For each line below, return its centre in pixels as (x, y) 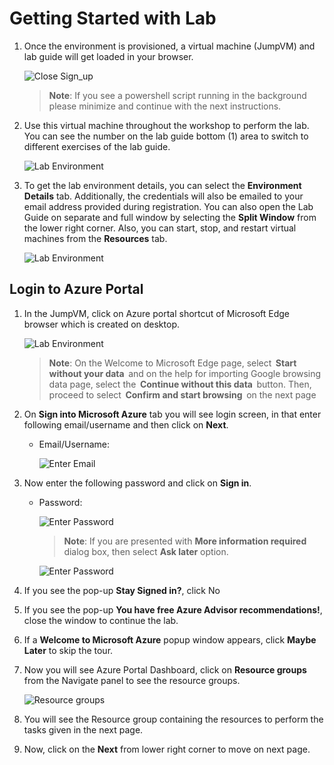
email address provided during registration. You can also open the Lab (168, 206)
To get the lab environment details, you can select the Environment (162, 185)
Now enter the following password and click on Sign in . (137, 483)
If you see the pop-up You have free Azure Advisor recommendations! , (173, 609)
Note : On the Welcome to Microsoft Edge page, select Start (172, 363)
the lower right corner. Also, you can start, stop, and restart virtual (160, 228)
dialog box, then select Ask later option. (146, 551)
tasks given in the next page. (83, 729)
